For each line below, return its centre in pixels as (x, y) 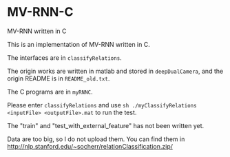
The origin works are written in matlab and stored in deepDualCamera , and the (115, 71)
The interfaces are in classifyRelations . (64, 57)
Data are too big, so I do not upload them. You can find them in (96, 139)
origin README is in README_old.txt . (59, 78)
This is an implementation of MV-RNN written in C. (79, 44)
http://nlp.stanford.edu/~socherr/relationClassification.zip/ (90, 146)
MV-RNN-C (40, 12)
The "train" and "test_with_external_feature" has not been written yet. (106, 125)
